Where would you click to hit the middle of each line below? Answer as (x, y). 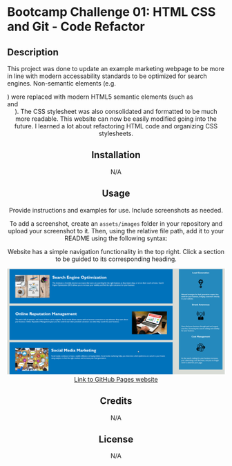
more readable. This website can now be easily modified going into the (116, 119)
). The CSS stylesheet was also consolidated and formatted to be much (116, 111)
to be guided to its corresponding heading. (116, 259)
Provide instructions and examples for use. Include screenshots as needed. (116, 210)
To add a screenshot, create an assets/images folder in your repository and (116, 223)
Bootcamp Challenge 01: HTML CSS (112, 12)
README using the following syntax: (116, 238)
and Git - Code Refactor (76, 27)
